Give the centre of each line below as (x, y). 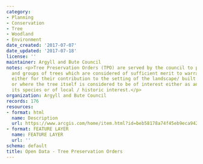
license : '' (21, 56)
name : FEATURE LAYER (37, 135)
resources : (20, 107)
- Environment (24, 40)
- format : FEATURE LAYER (37, 129)
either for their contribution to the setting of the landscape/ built (104, 79)
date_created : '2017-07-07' (42, 46)
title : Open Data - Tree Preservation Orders (64, 151)
